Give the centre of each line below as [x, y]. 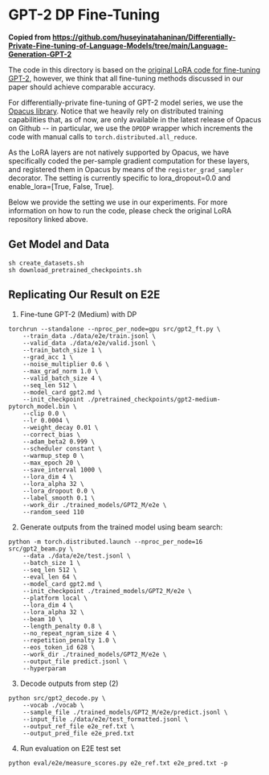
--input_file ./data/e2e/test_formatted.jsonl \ [106, 719]
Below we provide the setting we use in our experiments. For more [118, 202]
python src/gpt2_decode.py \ [57, 698]
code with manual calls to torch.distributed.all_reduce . [103, 136]
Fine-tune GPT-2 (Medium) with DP [78, 314]
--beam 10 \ [43, 619]
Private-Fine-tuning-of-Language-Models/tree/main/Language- [118, 45]
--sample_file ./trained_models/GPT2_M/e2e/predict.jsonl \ [125, 712]
